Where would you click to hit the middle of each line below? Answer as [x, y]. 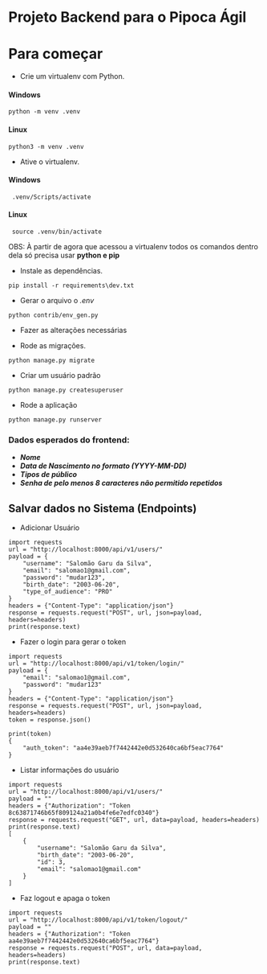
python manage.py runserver [55, 419]
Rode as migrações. [53, 345]
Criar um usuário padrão [60, 375]
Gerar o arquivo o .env [57, 300]
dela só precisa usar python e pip [64, 255]
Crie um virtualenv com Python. [72, 76]
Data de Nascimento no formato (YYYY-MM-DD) [103, 466]
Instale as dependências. [61, 270]
